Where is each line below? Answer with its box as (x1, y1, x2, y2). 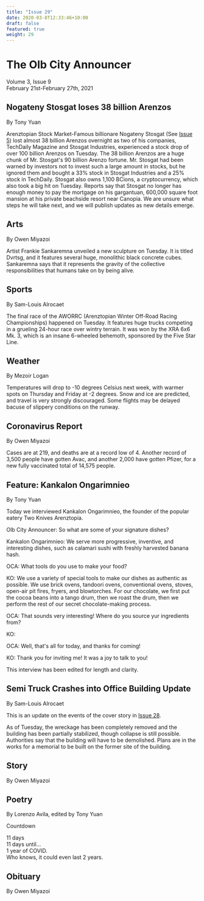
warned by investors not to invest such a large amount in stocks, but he (6, 162, 186, 170)
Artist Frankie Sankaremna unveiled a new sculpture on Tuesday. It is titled (6, 247, 193, 254)
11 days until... (6, 841, 41, 848)
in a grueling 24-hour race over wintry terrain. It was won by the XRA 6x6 (6, 325, 191, 332)
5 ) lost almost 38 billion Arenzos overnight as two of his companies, (6, 137, 177, 144)
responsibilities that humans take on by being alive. (6, 267, 135, 274)
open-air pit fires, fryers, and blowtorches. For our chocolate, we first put (6, 587, 190, 595)
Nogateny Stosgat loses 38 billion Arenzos (6, 102, 172, 113)
